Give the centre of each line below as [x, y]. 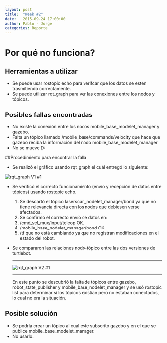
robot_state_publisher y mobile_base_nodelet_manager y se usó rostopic [87, 287]
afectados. [31, 212]
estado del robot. [37, 238]
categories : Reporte [27, 28]
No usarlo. [23, 336]
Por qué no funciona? [50, 53]
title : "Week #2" [24, 14]
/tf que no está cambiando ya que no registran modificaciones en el [89, 233]
